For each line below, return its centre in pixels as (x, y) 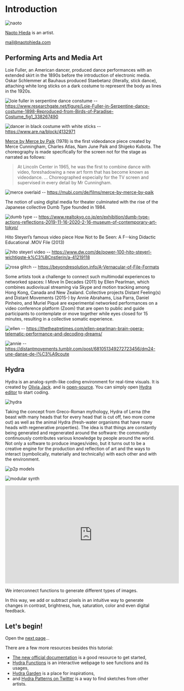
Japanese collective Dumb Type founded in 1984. (56, 207)
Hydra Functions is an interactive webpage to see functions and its (80, 663)
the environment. (23, 459)
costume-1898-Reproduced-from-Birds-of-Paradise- (60, 111)
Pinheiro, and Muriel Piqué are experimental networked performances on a (81, 303)
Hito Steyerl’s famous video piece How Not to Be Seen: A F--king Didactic (81, 237)
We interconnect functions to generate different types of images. (71, 590)
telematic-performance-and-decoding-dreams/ (54, 334)
